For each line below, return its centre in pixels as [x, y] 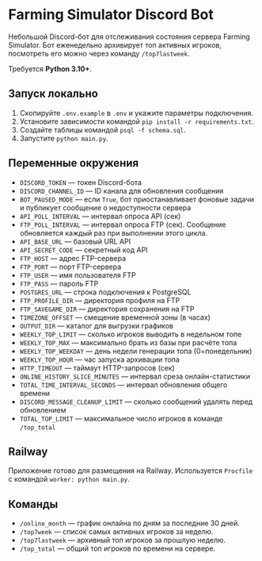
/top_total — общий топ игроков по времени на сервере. [118, 548]
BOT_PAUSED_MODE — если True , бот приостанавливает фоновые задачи [137, 199]
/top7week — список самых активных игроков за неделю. [116, 532]
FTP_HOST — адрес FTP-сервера [73, 258]
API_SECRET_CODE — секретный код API [84, 250]
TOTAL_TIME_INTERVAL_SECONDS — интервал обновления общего [123, 384]
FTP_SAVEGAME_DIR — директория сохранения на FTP [107, 309]
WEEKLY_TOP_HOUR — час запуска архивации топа [100, 359]
